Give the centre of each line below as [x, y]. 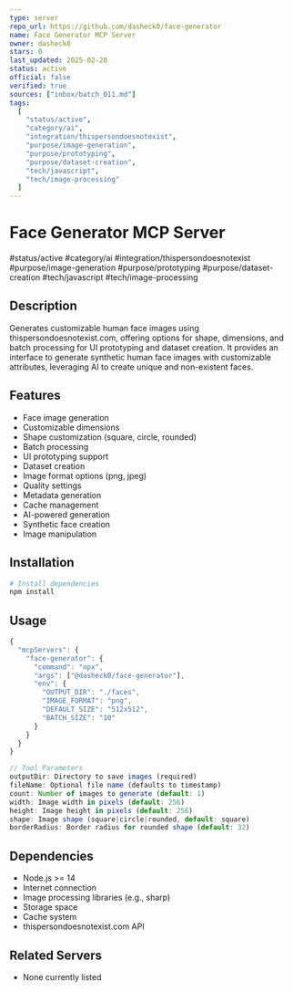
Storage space [50, 907]
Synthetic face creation [66, 524]
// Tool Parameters [46, 768]
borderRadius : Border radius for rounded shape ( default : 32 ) [130, 828]
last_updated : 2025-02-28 [58, 60]
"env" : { [50, 684]
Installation [42, 563]
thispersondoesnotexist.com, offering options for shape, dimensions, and [147, 338]
